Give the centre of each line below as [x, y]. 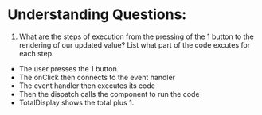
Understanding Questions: [97, 15]
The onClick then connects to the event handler [97, 77]
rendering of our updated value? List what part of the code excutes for [135, 44]
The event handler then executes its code [87, 86]
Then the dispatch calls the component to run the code [109, 94]
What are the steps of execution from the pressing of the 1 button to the [136, 36]
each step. [36, 53]
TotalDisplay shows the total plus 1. [76, 102]
